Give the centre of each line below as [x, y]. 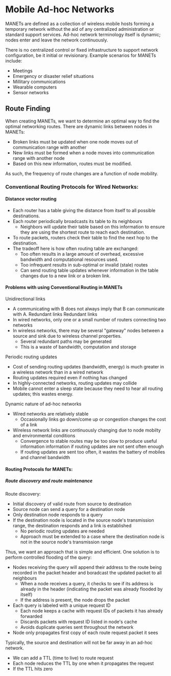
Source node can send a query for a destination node [69, 509]
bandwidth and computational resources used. [69, 259]
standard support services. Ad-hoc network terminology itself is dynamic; [83, 34]
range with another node [39, 158]
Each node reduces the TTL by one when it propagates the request [83, 663]
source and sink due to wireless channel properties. [67, 336]
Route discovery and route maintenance [49, 481]
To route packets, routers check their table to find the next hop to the [85, 237]
